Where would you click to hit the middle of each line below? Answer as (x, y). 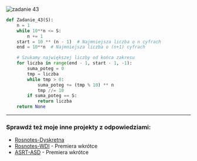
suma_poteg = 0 (46, 68)
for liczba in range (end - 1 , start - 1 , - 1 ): (74, 63)
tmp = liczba (43, 74)
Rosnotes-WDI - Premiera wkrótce (56, 146)
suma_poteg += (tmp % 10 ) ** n (76, 85)
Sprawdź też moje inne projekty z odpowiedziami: (79, 127)
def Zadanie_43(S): (30, 20)
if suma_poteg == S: (52, 96)
